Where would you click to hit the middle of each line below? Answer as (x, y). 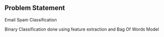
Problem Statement (35, 8)
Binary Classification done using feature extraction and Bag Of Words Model (82, 29)
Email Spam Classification (31, 19)
